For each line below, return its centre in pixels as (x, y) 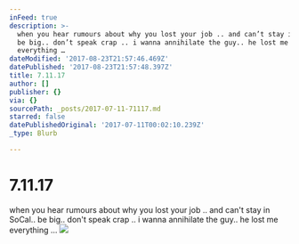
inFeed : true (33, 17)
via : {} (24, 100)
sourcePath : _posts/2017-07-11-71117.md (85, 109)
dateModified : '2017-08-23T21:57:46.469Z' (89, 59)
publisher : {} (36, 92)
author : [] (29, 84)
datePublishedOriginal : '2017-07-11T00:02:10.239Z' (107, 126)
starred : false (37, 117)
